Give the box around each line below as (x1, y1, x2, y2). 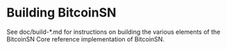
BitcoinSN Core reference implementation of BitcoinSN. (6, 35, 165, 43)
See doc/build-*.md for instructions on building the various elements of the (6, 28, 221, 36)
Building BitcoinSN (6, 5, 117, 21)
